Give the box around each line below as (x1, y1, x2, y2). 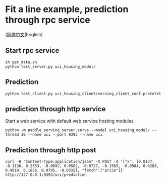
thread (5, 132, 19, 137)
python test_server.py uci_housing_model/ (5, 64, 96, 69)
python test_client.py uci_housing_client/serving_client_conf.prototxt (5, 91, 161, 96)
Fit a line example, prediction (5, 4, 129, 15)
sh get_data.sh (5, 59, 37, 65)
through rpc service (5, 14, 90, 26)
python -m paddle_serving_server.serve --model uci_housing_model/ (5, 128, 150, 133)
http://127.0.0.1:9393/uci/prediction (5, 172, 87, 177)
